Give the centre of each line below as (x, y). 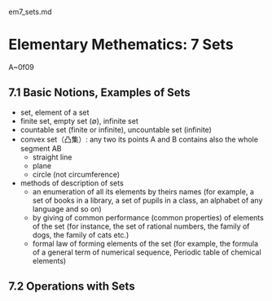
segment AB (41, 148)
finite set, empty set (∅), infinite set (79, 120)
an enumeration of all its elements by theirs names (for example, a (143, 191)
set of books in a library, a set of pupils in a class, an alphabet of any (147, 200)
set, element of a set (55, 112)
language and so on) (67, 209)
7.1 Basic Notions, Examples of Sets (100, 93)
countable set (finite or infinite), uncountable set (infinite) (116, 129)
